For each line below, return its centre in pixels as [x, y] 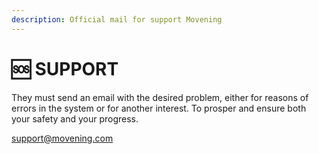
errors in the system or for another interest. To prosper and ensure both [159, 108]
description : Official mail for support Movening [117, 19]
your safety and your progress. [75, 118]
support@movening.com [62, 138]
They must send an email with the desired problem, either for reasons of [160, 97]
